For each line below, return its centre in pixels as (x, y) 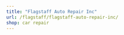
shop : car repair (28, 23)
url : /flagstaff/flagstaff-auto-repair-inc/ (62, 17)
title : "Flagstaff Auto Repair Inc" (52, 12)
